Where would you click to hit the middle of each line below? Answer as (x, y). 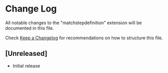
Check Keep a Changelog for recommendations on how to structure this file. (84, 38)
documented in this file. (30, 28)
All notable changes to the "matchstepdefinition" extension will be (74, 23)
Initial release (26, 65)
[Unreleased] (26, 54)
